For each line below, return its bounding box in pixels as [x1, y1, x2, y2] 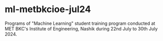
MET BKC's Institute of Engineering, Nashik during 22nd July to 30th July [5, 25, 158, 31]
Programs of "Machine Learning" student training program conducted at [5, 20, 155, 26]
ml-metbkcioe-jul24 [5, 4, 91, 15]
